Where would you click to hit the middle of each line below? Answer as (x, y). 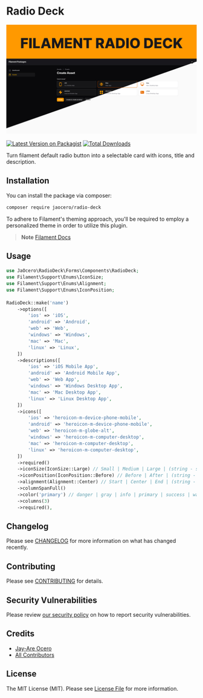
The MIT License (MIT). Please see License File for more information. (92, 688)
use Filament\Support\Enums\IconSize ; (55, 277)
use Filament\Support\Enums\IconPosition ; (60, 290)
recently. (17, 548)
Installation (28, 181)
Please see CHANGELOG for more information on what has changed (91, 541)
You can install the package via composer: (59, 195)
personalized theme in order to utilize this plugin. (67, 225)
